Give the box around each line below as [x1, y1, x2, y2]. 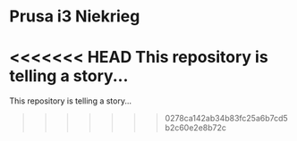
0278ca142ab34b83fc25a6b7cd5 [165, 113, 288, 124]
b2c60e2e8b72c [165, 122, 226, 133]
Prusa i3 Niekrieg [9, 6, 140, 27]
